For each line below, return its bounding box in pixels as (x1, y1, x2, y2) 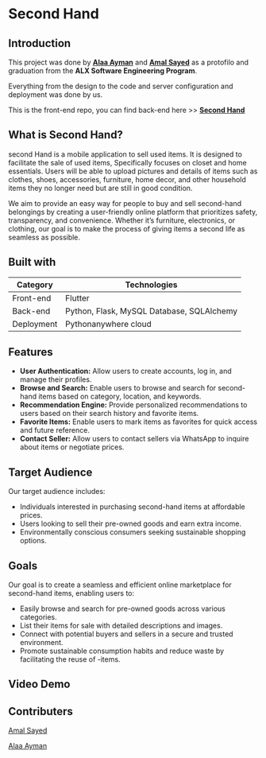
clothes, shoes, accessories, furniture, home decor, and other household (8, 174, 246, 184)
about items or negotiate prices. (19, 442, 125, 452)
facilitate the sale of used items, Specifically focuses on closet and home (8, 157, 248, 167)
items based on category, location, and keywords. (38, 391, 202, 402)
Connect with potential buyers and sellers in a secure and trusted (19, 629, 233, 639)
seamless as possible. (8, 232, 81, 242)
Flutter (64, 292, 90, 303)
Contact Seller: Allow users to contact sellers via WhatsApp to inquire (19, 434, 249, 444)
